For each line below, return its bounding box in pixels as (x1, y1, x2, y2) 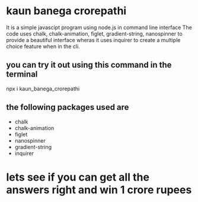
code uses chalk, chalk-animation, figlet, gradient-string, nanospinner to (6, 30, 183, 37)
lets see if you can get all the (6, 171, 150, 184)
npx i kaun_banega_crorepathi (6, 85, 80, 92)
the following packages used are (6, 102, 129, 112)
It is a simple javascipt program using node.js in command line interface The (6, 24, 193, 31)
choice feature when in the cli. (6, 43, 80, 50)
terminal (6, 70, 38, 80)
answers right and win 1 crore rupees (6, 183, 192, 197)
